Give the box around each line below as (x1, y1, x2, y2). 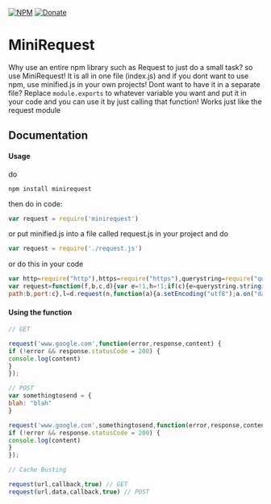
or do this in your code (8, 259, 84, 269)
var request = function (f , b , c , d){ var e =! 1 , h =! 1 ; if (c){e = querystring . (8, 282, 240, 290)
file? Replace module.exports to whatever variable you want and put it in (8, 88, 248, 98)
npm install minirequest (8, 185, 92, 193)
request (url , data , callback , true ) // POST (8, 488, 150, 496)
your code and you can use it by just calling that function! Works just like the (8, 97, 262, 106)
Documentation (8, 129, 89, 143)
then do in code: (8, 198, 63, 209)
